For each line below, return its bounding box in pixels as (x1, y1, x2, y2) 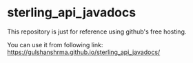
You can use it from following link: (7, 40, 103, 49)
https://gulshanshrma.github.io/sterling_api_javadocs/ (7, 48, 161, 56)
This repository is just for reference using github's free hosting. (7, 27, 187, 36)
